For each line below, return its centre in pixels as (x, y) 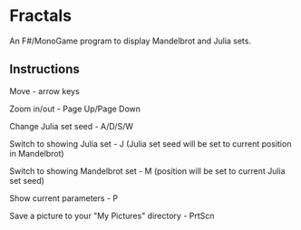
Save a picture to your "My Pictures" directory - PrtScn (112, 216)
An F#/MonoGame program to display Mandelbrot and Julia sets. (131, 41)
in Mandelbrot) (37, 153)
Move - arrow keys (44, 91)
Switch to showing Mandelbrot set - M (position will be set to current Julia (147, 171)
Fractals (41, 16)
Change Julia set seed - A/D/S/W (72, 126)
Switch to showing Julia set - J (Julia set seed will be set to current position (150, 144)
